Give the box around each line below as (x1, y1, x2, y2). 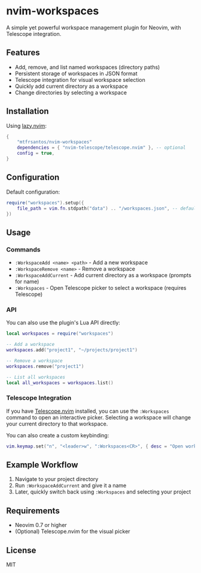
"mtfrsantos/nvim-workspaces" (17, 139, 93, 145)
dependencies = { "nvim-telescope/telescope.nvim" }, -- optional (17, 145, 186, 151)
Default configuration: (6, 188, 60, 195)
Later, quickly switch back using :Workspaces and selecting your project (14, 488, 191, 495)
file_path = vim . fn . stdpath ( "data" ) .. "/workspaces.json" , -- (17, 205, 178, 212)
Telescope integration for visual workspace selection (14, 76, 145, 83)
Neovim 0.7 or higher (14, 522, 67, 529)
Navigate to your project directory (14, 476, 99, 483)
